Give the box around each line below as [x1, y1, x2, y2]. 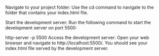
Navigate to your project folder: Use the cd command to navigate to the [5, 5, 154, 10]
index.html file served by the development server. [5, 45, 109, 51]
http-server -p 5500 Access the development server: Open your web [5, 35, 149, 40]
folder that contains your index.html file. [5, 10, 89, 16]
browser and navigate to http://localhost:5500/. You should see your [5, 40, 148, 46]
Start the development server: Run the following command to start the [5, 20, 151, 25]
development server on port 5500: [5, 25, 77, 31]
